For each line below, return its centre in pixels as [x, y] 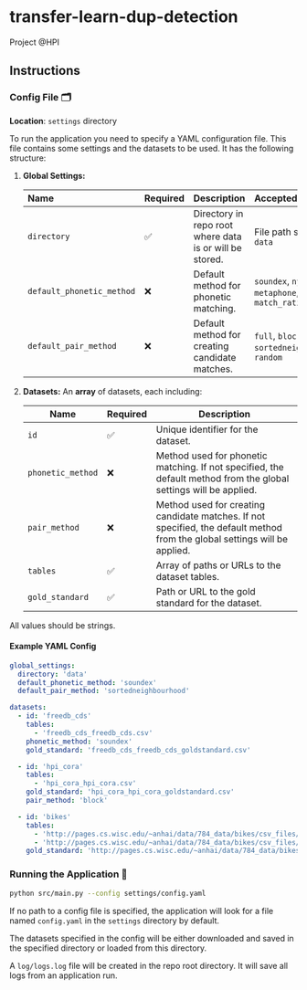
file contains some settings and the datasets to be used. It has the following [152, 148]
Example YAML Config [53, 647]
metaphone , [277, 292]
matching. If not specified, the [220, 467]
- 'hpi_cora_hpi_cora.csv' [85, 784]
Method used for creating [211, 504]
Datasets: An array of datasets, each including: [112, 391]
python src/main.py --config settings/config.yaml [108, 893]
